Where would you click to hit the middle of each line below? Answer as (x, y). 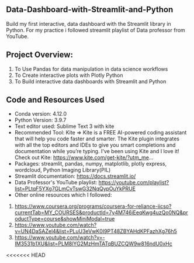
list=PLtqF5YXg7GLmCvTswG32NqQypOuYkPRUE (75, 189)
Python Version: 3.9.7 (40, 120)
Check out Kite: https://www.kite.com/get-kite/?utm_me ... (84, 157)
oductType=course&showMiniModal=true (65, 219)
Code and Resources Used (55, 100)
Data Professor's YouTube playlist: (56, 183)
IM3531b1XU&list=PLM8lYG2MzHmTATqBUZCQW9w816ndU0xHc (93, 244)
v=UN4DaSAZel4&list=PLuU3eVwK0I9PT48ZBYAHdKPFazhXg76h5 (96, 231)
